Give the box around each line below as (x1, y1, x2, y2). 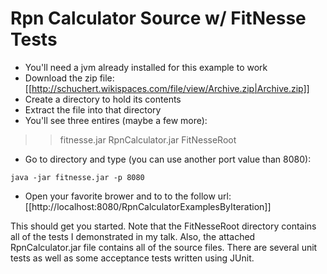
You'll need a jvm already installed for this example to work (24, 61, 268, 73)
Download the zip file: (24, 72, 115, 84)
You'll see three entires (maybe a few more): (24, 114, 208, 126)
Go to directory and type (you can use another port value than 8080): (24, 153, 312, 165)
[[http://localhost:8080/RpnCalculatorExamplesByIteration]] (24, 200, 272, 212)
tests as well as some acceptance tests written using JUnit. (10, 252, 255, 264)
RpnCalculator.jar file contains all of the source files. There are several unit (10, 241, 318, 253)
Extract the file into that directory (24, 103, 162, 116)
